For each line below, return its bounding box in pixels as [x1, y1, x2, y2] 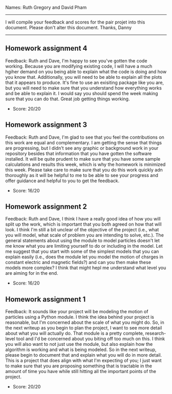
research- [145, 330, 166, 337]
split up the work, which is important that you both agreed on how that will [5, 221, 162, 227]
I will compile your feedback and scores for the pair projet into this [5, 19, 145, 25]
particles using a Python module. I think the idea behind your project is [5, 314, 155, 320]
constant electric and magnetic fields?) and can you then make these [5, 259, 151, 266]
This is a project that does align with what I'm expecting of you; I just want [5, 358, 162, 364]
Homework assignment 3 [5, 120, 88, 129]
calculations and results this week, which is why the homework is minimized [5, 161, 166, 167]
